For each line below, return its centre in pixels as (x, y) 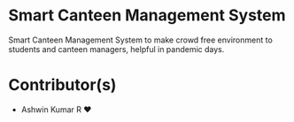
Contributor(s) (62, 85)
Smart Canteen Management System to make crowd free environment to (141, 40)
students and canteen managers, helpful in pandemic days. (116, 49)
